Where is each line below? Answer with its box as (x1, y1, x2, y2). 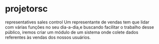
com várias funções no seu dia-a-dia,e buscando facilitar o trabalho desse (5, 24, 154, 30)
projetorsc (5, 3, 48, 14)
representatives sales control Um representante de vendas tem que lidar (5, 19, 149, 25)
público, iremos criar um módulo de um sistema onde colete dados (5, 29, 139, 35)
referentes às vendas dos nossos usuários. (5, 34, 91, 40)
